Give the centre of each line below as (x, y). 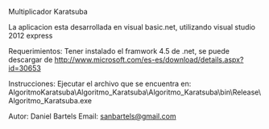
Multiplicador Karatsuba (48, 12)
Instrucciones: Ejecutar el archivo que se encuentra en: (100, 84)
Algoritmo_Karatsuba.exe (50, 101)
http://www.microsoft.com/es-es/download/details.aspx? (149, 60)
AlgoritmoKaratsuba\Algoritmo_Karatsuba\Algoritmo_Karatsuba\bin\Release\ (135, 92)
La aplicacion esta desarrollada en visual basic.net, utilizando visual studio (132, 27)
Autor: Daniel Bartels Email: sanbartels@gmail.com (92, 116)
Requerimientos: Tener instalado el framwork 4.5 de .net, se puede (119, 51)
